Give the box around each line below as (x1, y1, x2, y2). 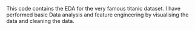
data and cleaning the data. (6, 18, 74, 24)
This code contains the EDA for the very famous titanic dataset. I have (6, 5, 180, 12)
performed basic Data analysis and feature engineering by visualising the (6, 11, 189, 18)
